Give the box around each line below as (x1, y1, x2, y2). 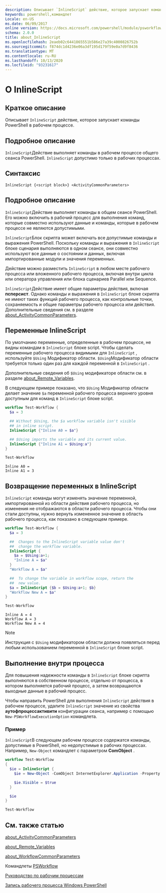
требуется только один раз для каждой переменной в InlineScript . (5, 360, 150, 366)
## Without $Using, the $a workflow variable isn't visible (9, 419, 136, 424)
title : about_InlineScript (5, 35, 61, 40)
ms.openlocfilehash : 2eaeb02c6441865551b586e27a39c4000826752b (5, 40, 138, 45)
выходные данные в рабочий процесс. (5, 688, 87, 694)
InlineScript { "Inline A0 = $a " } (9, 428, 79, 433)
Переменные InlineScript (5, 326, 86, 335)
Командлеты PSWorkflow (5, 863, 58, 869)
